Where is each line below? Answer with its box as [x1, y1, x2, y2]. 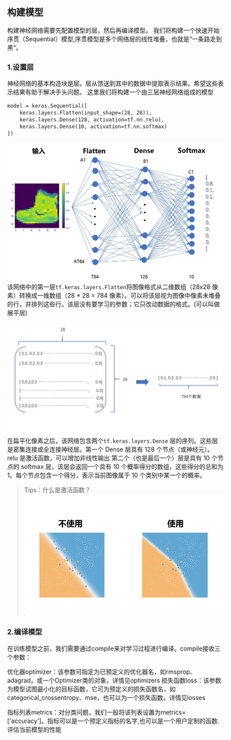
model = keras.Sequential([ [7, 103, 88, 110]
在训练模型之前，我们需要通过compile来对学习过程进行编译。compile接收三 [7, 644, 221, 652]
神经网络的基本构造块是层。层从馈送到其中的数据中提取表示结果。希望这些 [7, 79, 218, 88]
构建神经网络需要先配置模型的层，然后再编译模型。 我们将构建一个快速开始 [7, 26, 220, 34]
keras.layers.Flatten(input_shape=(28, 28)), [19, 110, 153, 117]
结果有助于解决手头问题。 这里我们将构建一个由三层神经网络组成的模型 [12, 88, 214, 97]
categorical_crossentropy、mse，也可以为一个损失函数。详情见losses [7, 693, 206, 701]
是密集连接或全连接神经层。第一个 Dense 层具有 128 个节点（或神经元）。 [7, 445, 214, 453]
